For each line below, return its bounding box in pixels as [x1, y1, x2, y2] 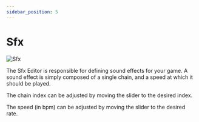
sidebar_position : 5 [6, 8, 59, 15]
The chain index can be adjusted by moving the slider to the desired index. [6, 92, 193, 99]
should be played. [6, 80, 51, 87]
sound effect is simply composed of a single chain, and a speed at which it [6, 73, 193, 81]
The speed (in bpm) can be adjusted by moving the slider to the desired [6, 103, 186, 110]
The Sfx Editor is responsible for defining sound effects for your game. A [6, 67, 188, 74]
